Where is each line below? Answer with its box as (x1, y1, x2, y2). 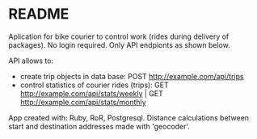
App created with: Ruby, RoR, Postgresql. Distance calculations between (8, 112, 249, 122)
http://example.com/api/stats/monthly (19, 97, 147, 107)
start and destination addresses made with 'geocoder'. (8, 121, 190, 131)
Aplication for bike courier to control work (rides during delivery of (8, 32, 230, 41)
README (8, 5, 70, 23)
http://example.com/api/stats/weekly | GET (19, 88, 164, 98)
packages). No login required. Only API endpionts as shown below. (8, 40, 230, 49)
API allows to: (8, 56, 54, 65)
